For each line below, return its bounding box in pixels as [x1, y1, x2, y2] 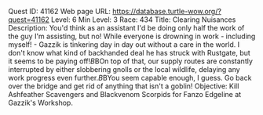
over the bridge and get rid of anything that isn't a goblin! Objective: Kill [8, 81, 239, 91]
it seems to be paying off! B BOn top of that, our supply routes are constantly [8, 56, 254, 66]
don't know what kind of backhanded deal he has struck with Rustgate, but [8, 49, 251, 57]
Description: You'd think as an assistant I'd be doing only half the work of [8, 23, 245, 32]
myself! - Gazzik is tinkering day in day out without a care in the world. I [8, 40, 240, 49]
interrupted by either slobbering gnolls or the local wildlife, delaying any [8, 65, 241, 74]
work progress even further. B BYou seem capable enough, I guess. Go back [8, 74, 252, 82]
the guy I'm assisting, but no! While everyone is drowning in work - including [8, 31, 256, 41]
